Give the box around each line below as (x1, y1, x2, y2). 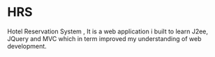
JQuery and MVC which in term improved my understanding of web (7, 34, 202, 42)
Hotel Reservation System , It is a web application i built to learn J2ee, (7, 27, 208, 35)
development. (7, 42, 47, 50)
